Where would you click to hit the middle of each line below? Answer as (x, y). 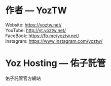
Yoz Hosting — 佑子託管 (55, 63)
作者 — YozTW (36, 10)
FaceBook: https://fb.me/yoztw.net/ (42, 36)
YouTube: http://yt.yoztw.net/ (36, 30)
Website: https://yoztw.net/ (33, 25)
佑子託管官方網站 (23, 78)
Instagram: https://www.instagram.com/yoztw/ (54, 41)
